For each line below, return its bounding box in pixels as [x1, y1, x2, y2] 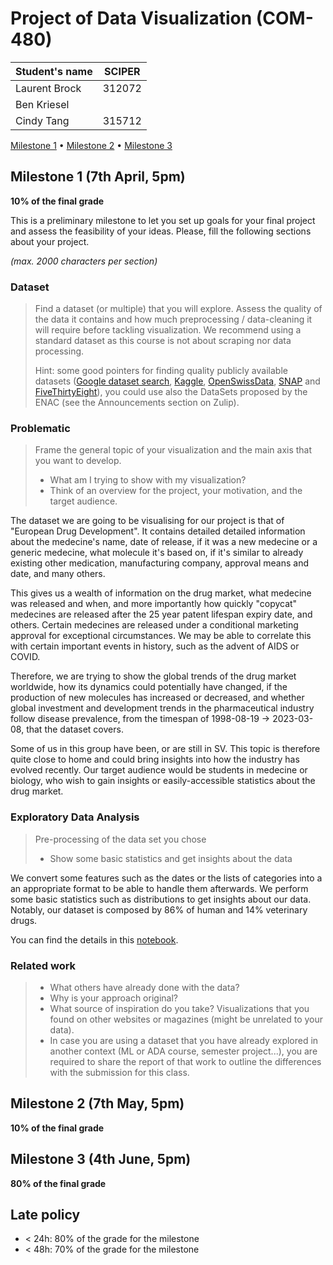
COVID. [10, 651, 41, 663]
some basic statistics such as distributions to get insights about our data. [10, 893, 312, 905]
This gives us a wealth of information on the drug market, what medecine [10, 587, 312, 599]
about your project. [10, 235, 90, 247]
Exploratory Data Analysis [10, 810, 140, 824]
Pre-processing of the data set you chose [34, 833, 207, 845]
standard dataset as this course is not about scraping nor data [34, 335, 292, 347]
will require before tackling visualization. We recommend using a [34, 324, 302, 336]
